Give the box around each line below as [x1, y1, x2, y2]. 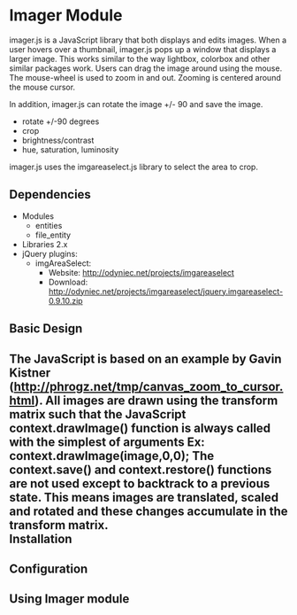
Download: [48, 276, 88, 287]
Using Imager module [9, 591, 130, 607]
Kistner [9, 365, 51, 380]
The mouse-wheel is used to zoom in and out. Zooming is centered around [9, 72, 281, 82]
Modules [21, 210, 55, 222]
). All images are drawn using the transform [34, 393, 278, 408]
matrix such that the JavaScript [9, 407, 187, 422]
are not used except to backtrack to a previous [9, 476, 270, 491]
